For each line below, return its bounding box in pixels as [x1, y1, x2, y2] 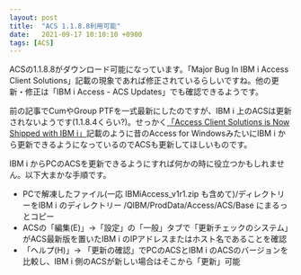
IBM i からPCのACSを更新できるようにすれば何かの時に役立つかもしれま [9, 158, 277, 169]
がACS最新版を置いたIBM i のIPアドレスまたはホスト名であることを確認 [22, 234, 288, 244]
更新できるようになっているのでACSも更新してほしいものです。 [16, 139, 252, 150]
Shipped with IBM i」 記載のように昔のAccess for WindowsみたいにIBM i [9, 128, 276, 139]
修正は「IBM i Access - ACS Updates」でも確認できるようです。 [24, 86, 263, 97]
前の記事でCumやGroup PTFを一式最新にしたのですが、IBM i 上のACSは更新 [9, 105, 292, 117]
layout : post [9, 13, 58, 22]
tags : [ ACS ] [9, 38, 54, 48]
